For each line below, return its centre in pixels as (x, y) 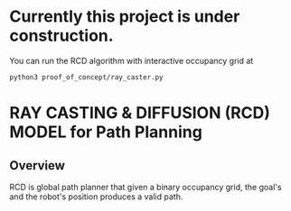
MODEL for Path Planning (106, 132)
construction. (62, 36)
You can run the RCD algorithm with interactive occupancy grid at (131, 60)
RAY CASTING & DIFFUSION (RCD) (140, 113)
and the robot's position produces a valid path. (96, 197)
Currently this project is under (125, 17)
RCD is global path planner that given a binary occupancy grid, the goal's (145, 187)
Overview (38, 165)
